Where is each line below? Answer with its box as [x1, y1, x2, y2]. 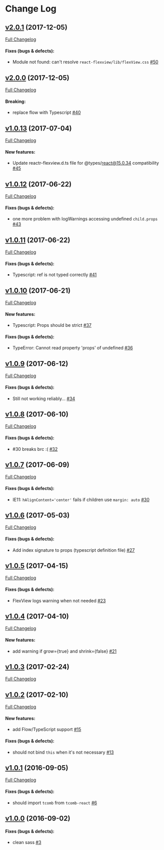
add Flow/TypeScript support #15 [12, 726, 81, 733]
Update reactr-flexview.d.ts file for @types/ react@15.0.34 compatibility [12, 160, 159, 166]
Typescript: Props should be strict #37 [12, 322, 91, 328]
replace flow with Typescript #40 [12, 109, 81, 115]
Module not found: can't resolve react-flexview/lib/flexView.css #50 [12, 59, 158, 65]
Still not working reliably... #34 [12, 395, 75, 402]
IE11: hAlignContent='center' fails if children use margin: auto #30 [12, 497, 150, 503]
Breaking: [5, 98, 26, 104]
